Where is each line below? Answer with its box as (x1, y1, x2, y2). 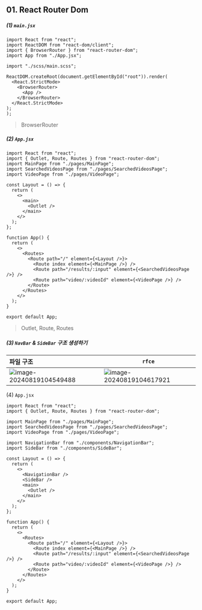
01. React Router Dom (6, 5, 89, 15)
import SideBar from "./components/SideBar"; (6, 445, 122, 451)
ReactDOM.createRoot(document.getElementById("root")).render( (6, 74, 168, 80)
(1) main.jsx (6, 21, 36, 29)
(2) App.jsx (6, 135, 34, 142)
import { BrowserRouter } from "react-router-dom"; (6, 48, 138, 54)
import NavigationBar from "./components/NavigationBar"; (6, 440, 155, 446)
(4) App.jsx (6, 392, 34, 399)
